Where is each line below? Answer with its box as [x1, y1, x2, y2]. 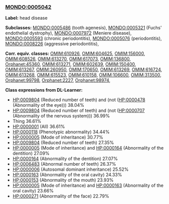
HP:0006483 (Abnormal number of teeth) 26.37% [12, 161, 117, 167]
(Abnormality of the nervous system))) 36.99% [12, 113, 110, 119]
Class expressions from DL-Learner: [5, 87, 83, 93]
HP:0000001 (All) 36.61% [12, 123, 66, 129]
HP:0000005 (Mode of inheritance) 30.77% [12, 134, 103, 141]
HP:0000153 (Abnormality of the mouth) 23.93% [12, 177, 114, 183]
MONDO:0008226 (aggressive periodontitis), [5, 41, 99, 47]
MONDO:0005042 [5, 4, 51, 11]
